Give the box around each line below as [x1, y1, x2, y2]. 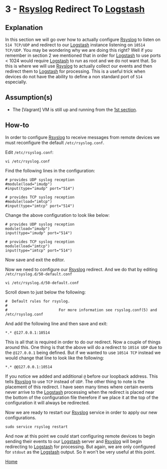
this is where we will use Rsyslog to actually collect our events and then [5, 63, 153, 69]
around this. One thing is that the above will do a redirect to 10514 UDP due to [5, 344, 163, 350]
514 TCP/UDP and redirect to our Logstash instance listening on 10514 [5, 42, 146, 48]
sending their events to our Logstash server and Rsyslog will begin [5, 438, 142, 444]
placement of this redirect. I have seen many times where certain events [5, 384, 154, 390]
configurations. [5, 415, 36, 421]
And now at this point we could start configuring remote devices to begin [5, 433, 156, 439]
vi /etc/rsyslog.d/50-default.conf [5, 280, 79, 285]
